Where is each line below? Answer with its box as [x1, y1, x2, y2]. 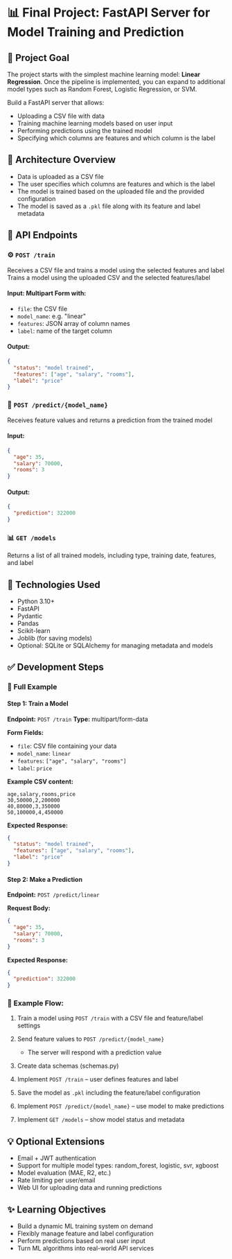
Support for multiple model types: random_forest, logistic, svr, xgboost [17, 1161, 219, 1170]
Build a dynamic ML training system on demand [17, 1222, 154, 1231]
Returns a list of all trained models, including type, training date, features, [7, 551, 217, 559]
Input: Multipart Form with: [7, 289, 87, 297]
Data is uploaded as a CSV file [17, 172, 104, 180]
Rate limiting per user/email [17, 1176, 96, 1185]
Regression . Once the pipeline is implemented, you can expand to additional [7, 78, 226, 86]
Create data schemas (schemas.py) [17, 1061, 119, 1070]
